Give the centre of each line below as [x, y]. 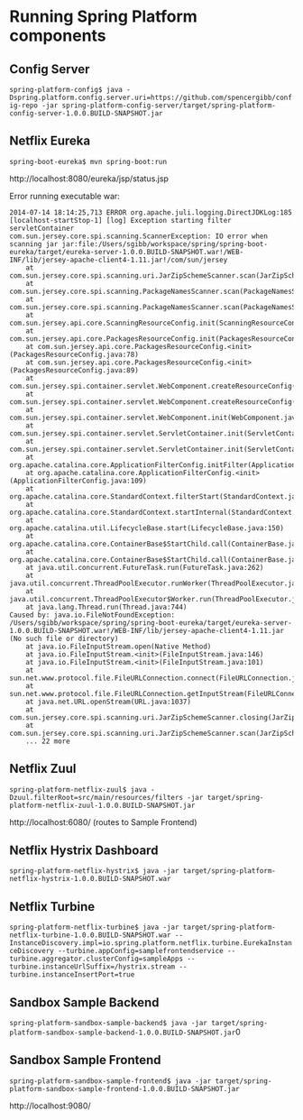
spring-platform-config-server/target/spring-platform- [169, 106]
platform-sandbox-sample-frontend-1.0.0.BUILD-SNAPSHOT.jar [125, 1088]
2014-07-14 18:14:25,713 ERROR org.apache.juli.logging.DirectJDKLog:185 [151, 212]
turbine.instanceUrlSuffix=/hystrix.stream [92, 967]
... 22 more [48, 741]
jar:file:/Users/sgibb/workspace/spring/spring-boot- [165, 244]
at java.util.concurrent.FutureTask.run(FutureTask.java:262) [145, 567]
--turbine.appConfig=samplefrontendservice [140, 951]
